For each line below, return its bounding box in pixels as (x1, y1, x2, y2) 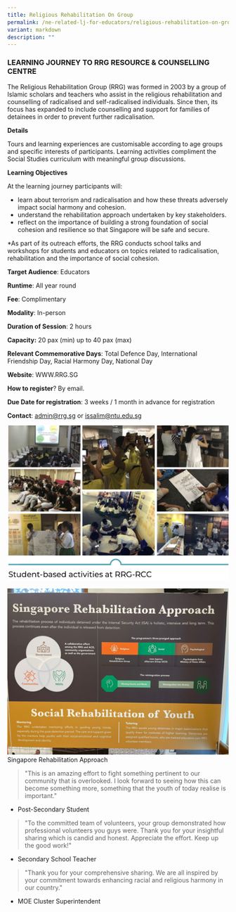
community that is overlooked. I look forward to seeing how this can (24, 777, 221, 785)
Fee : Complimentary (7, 295, 67, 303)
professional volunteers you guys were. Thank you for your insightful (24, 826, 224, 835)
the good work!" (24, 841, 72, 850)
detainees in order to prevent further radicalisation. (7, 113, 155, 121)
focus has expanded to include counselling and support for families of (7, 105, 210, 113)
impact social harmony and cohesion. (17, 203, 126, 211)
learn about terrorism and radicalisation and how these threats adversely (17, 195, 228, 204)
